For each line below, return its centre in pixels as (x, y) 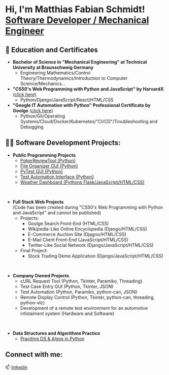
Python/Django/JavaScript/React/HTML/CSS (67, 100)
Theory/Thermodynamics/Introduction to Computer (74, 78)
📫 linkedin (16, 367)
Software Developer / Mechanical (77, 20)
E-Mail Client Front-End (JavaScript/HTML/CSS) (78, 240)
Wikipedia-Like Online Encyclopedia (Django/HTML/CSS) (87, 229)
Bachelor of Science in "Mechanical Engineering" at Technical (80, 62)
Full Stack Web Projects (38, 201)
